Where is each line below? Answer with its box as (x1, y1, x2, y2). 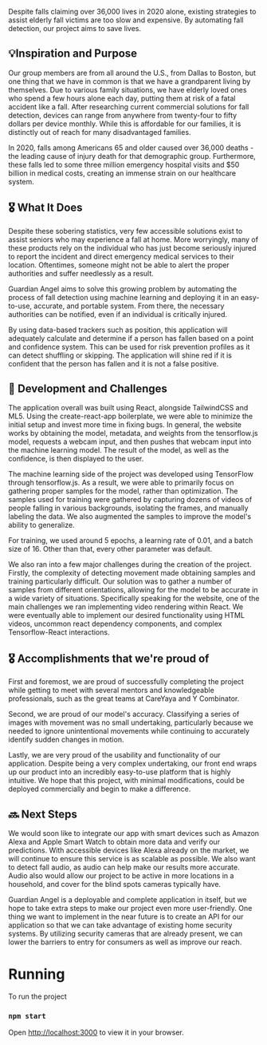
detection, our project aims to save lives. (8, 24, 142, 33)
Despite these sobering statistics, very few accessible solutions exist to (8, 226, 243, 236)
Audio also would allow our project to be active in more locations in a (8, 871, 234, 881)
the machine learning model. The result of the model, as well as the (8, 445, 230, 455)
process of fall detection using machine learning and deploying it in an (8, 292, 239, 302)
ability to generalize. (8, 521, 75, 530)
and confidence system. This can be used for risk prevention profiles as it (8, 342, 250, 351)
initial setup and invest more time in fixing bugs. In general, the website (8, 420, 241, 429)
